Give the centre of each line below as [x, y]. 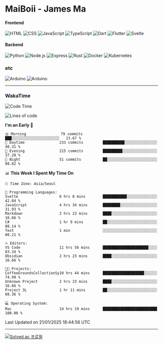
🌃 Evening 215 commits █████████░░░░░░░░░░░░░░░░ [81, 151]
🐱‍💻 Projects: [18, 269]
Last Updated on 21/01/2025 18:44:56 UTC [48, 322]
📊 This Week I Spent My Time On [39, 173]
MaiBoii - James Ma [46, 9]
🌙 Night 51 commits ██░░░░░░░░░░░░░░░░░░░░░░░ [81, 160]
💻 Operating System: [27, 304]
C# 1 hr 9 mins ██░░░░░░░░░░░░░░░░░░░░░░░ [81, 222]
